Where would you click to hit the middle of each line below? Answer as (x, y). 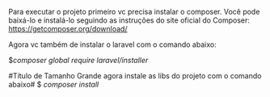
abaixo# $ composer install (54, 84)
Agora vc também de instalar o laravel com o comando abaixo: (112, 44)
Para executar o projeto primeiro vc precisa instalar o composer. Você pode (134, 12)
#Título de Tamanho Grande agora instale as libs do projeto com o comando (135, 76)
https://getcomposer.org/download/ (68, 29)
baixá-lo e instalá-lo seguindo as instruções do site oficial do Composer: (129, 20)
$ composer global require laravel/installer (78, 60)
